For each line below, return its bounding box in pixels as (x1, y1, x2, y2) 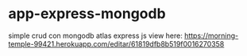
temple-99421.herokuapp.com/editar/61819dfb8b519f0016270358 (8, 39, 225, 48)
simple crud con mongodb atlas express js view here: (8, 31, 183, 40)
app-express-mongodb (8, 5, 166, 23)
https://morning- (183, 31, 239, 40)
